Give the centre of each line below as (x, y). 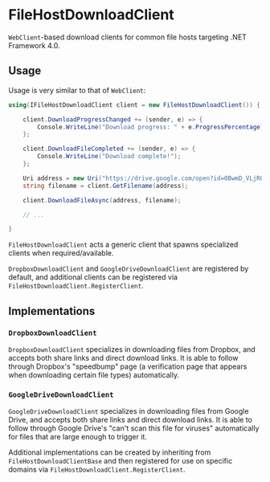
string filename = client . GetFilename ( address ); (106, 186)
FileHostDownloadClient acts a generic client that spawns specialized (123, 245)
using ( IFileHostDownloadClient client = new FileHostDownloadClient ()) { (135, 105)
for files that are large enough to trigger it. (78, 437)
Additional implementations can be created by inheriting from (110, 452)
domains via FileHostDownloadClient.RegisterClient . (97, 470)
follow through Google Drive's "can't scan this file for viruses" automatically (134, 428)
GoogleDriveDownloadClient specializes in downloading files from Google (129, 411)
